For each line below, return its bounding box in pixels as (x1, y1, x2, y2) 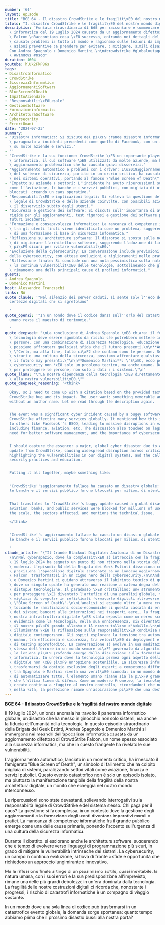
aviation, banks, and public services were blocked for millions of (9, 506, 153, 511)
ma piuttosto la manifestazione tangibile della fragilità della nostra (5, 777, 138, 783)
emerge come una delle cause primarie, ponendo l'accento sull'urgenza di (5, 823, 156, 829)
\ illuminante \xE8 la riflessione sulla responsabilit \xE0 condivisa (9, 628, 157, 633)
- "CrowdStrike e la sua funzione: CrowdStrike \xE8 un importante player (5, 153, 162, 158)
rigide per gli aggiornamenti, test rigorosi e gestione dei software (9, 213, 157, 218)
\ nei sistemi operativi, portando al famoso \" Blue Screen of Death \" (9, 176, 160, 181)
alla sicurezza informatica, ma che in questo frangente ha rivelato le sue (5, 742, 151, 747)
